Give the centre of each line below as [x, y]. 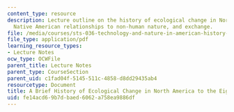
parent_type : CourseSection [48, 72]
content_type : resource [42, 14]
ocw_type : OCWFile [34, 59]
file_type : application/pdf [48, 40]
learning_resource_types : [45, 46]
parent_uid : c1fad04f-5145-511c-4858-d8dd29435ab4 [82, 78]
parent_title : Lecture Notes [49, 65]
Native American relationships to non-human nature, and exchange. [114, 26]
